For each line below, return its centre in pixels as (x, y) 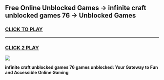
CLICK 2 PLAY (22, 48)
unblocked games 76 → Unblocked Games (71, 16)
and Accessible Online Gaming (37, 72)
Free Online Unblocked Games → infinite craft (76, 8)
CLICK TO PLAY (24, 30)
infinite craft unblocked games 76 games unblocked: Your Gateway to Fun (82, 67)
